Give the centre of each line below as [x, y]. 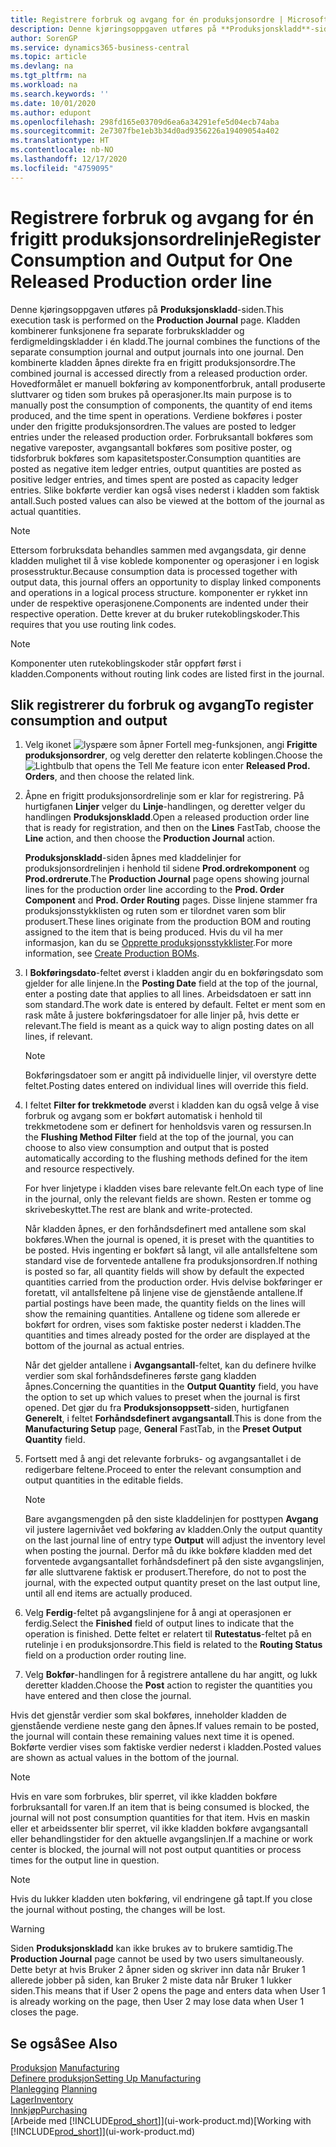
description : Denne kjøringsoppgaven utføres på [113, 29]
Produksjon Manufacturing [65, 2068]
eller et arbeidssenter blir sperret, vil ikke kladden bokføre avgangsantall [159, 1828]
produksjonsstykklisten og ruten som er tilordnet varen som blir [155, 911]
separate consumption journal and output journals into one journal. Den [157, 352]
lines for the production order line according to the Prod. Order [154, 890]
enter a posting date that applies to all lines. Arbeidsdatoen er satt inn [168, 994]
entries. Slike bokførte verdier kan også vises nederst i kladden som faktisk [165, 490]
